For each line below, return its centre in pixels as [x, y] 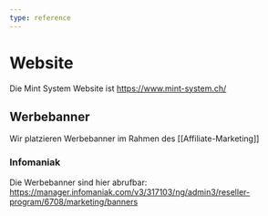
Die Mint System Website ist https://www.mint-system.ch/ [118, 88]
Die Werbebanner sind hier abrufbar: [78, 182]
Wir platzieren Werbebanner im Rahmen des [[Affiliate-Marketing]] [134, 139]
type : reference [40, 18]
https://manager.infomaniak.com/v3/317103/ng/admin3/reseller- [130, 191]
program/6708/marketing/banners [74, 201]
